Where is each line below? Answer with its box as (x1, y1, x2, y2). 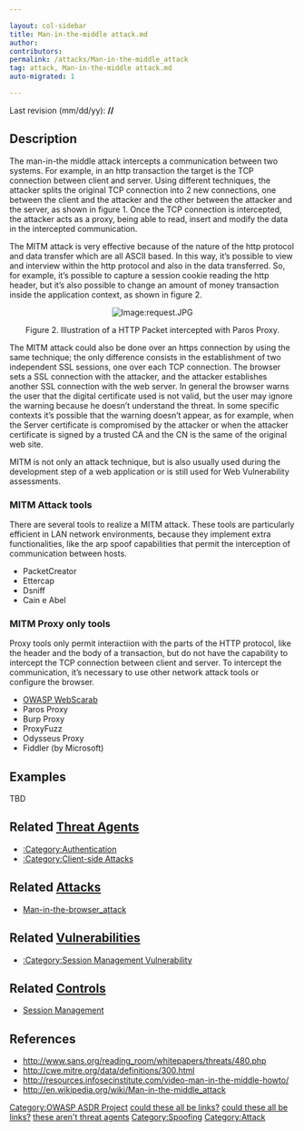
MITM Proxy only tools (9, 617, 111, 630)
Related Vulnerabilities (9, 930, 141, 946)
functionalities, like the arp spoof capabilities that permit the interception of (9, 538, 290, 549)
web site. (9, 439, 44, 449)
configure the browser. (9, 677, 95, 688)
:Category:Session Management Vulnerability (22, 954, 192, 965)
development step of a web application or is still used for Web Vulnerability (9, 466, 290, 477)
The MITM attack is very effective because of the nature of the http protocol (9, 240, 295, 251)
